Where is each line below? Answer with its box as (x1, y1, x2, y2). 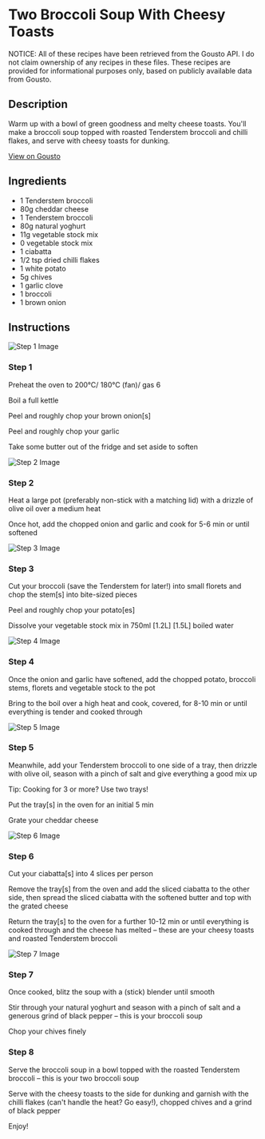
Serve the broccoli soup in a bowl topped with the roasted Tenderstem (8, 1065, 240, 1074)
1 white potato (19, 264, 66, 273)
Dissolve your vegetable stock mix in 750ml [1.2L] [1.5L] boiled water (8, 621, 234, 630)
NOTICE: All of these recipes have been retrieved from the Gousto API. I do (8, 49, 255, 58)
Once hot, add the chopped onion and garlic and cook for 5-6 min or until (8, 519, 250, 529)
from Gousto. (8, 74, 52, 84)
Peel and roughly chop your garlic (8, 426, 120, 436)
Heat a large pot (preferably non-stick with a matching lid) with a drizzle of (8, 495, 254, 505)
